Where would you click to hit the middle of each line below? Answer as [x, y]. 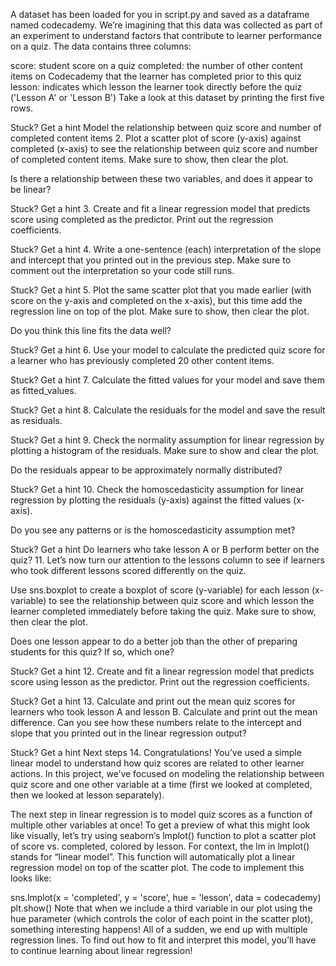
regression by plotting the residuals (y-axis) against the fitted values [151, 500]
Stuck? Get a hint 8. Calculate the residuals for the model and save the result [168, 410]
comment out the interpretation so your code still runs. [122, 270]
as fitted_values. [43, 390]
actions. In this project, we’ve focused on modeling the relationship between [167, 773]
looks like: [31, 878]
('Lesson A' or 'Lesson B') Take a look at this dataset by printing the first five [167, 97]
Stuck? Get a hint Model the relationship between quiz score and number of [166, 127]
